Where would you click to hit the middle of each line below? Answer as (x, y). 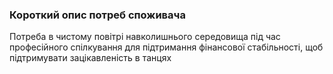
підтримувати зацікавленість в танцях (90, 58)
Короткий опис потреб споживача (97, 15)
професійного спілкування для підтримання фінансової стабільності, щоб (166, 47)
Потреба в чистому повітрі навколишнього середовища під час (145, 37)
